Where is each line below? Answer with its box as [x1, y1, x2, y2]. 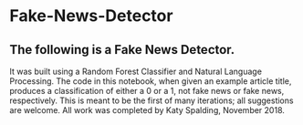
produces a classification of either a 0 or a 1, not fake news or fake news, [9, 86, 285, 96]
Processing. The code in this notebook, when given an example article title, [9, 76, 292, 87]
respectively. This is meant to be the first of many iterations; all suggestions [9, 95, 294, 106]
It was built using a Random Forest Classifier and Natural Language [9, 66, 263, 77]
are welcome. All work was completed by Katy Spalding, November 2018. [9, 105, 286, 115]
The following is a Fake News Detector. [9, 42, 235, 57]
